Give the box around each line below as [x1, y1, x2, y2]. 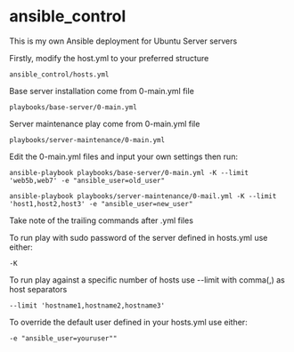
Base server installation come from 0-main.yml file [9, 85, 194, 96]
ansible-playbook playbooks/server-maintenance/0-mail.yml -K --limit [9, 191, 277, 201]
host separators [9, 284, 68, 294]
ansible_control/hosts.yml [9, 69, 110, 79]
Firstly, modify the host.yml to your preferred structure [9, 52, 209, 63]
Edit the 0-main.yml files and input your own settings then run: [9, 151, 239, 162]
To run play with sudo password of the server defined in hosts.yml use [9, 232, 268, 243]
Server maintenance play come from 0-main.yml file [9, 118, 200, 129]
